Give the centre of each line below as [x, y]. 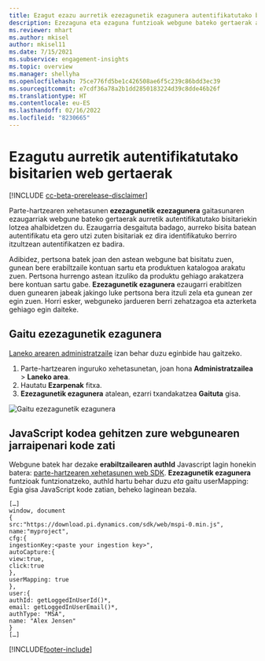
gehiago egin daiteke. [44, 309]
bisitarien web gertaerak [91, 174]
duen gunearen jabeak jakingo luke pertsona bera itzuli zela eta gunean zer [131, 293]
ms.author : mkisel [39, 37]
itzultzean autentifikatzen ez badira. [67, 244]
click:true [27, 566]
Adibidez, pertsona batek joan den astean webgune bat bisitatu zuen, [121, 259]
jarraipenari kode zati [62, 446]
